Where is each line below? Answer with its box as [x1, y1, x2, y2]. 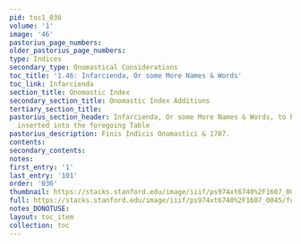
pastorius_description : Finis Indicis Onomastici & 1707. [9, 130, 230, 139]
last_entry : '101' [9, 171, 78, 180]
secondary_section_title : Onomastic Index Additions [9, 96, 211, 105]
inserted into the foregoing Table [17, 122, 150, 130]
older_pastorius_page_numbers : [9, 46, 126, 55]
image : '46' [9, 29, 54, 38]
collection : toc [9, 221, 70, 230]
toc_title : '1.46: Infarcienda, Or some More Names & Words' [9, 72, 243, 80]
